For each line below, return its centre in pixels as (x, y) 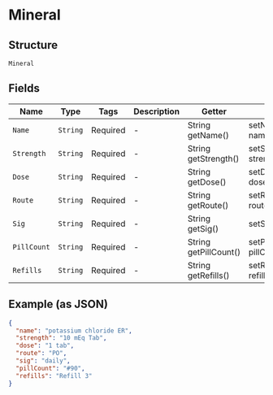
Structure (33, 45)
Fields (24, 88)
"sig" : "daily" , (43, 361)
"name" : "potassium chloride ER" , (74, 331)
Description (157, 111)
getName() (208, 135)
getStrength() (213, 158)
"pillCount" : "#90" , (50, 368)
